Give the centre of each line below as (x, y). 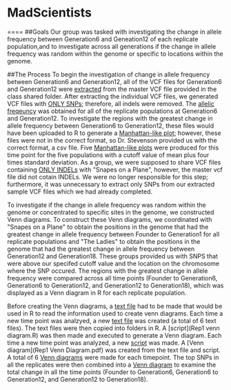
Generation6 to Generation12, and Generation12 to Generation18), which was (115, 285)
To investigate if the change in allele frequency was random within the (107, 205)
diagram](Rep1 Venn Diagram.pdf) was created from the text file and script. (114, 350)
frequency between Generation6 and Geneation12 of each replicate (103, 39)
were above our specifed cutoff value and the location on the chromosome (113, 263)
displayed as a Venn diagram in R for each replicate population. (97, 292)
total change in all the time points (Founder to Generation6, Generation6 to (113, 372)
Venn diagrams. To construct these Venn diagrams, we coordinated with (110, 219)
